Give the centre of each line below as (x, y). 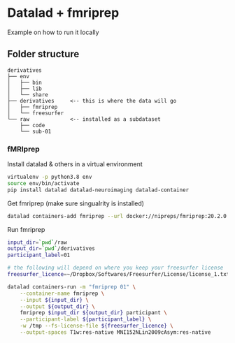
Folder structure (43, 54)
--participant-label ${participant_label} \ (86, 319)
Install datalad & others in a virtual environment (75, 164)
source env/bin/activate (43, 183)
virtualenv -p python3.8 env (50, 177)
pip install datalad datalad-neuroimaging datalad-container (98, 190)
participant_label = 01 (39, 255)
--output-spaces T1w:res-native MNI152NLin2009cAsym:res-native (115, 333)
